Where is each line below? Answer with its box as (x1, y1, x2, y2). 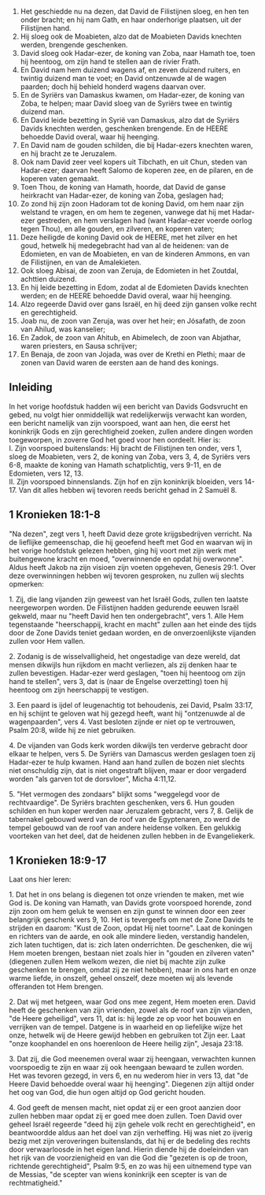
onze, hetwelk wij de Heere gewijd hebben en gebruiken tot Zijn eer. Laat (9, 1030, 246, 1040)
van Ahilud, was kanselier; (20, 324, 105, 334)
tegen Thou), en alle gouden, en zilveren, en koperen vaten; (20, 224, 215, 233)
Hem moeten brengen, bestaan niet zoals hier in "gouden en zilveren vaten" (9, 949, 255, 958)
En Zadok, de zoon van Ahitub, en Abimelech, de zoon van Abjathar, (20, 333, 241, 342)
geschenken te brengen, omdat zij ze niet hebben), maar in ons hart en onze (9, 965, 256, 975)
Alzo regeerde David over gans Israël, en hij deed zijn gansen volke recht (20, 299, 257, 309)
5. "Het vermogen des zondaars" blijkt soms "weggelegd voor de (9, 789, 220, 798)
